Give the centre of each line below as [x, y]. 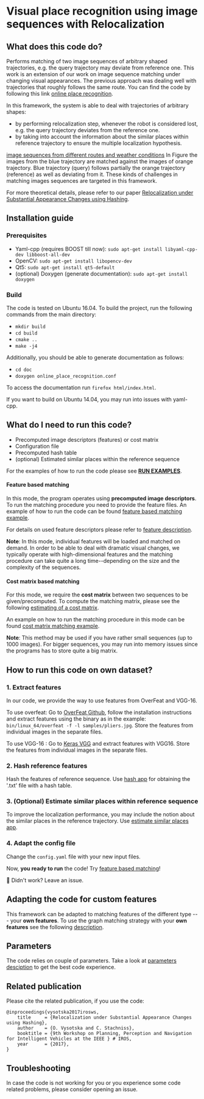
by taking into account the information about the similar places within [102, 136]
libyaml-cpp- [181, 249]
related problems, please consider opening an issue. [72, 1089]
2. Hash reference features [47, 766]
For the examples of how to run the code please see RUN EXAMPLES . [94, 471]
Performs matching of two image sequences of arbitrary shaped [87, 61]
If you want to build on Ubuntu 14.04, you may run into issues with [89, 399]
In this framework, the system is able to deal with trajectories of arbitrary [97, 105]
